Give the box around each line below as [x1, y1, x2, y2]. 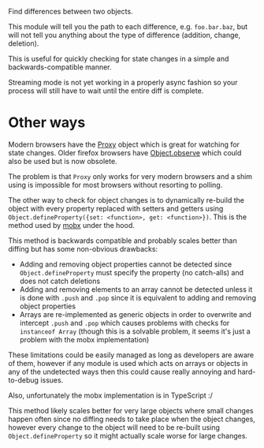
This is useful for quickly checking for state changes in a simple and [8, 54, 229, 63]
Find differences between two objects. [8, 7, 133, 16]
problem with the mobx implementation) [19, 334, 150, 344]
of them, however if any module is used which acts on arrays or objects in [8, 358, 248, 368]
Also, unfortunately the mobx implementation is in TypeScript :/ [8, 390, 213, 400]
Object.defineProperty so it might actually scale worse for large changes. [8, 431, 248, 440]
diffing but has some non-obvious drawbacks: [8, 244, 158, 253]
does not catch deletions [19, 276, 101, 286]
